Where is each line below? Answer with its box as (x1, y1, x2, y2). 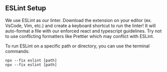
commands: (5, 48, 30, 54)
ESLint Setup (5, 4, 47, 12)
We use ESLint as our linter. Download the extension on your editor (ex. (5, 17, 152, 23)
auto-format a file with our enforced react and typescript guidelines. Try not (5, 27, 162, 34)
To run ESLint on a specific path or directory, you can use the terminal (5, 42, 150, 49)
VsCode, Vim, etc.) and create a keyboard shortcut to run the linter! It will (5, 22, 156, 28)
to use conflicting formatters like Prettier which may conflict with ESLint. (5, 33, 154, 39)
